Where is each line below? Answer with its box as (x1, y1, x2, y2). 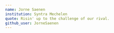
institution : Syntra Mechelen (5, 12, 68, 16)
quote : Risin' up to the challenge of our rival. (5, 16, 110, 21)
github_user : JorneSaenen (5, 20, 58, 26)
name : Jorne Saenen (5, 7, 46, 12)
